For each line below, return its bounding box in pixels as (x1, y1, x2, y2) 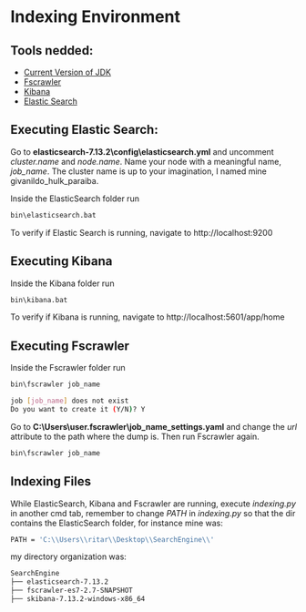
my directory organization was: (10, 551, 127, 562)
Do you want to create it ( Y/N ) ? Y (10, 404, 146, 413)
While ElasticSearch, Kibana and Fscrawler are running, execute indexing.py (10, 498, 297, 509)
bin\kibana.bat (10, 295, 68, 304)
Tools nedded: (10, 43, 94, 58)
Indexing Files (10, 474, 92, 489)
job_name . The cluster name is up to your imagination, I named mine (10, 166, 268, 177)
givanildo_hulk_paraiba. (10, 175, 99, 186)
